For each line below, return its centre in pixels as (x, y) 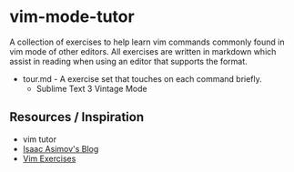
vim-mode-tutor (72, 17)
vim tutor (40, 139)
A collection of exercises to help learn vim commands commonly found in (147, 42)
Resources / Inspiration (76, 117)
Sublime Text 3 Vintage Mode (91, 88)
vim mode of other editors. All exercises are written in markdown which (143, 51)
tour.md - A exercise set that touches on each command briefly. (142, 78)
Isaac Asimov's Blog (61, 148)
